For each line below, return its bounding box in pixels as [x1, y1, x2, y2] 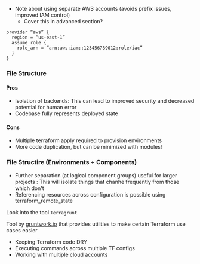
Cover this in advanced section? [23, 18, 103, 24]
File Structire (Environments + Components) [6, 158, 137, 167]
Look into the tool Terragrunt [6, 208, 78, 216]
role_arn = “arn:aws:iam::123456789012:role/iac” [17, 45, 143, 51]
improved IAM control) [14, 11, 70, 19]
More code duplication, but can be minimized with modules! [14, 143, 162, 151]
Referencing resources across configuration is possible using [14, 191, 166, 198]
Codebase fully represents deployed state [14, 110, 118, 117]
